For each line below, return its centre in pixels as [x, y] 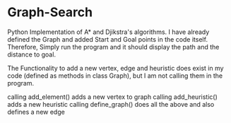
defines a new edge [36, 112]
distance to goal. [32, 54]
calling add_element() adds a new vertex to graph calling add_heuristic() [112, 97]
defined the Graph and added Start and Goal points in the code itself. [108, 39]
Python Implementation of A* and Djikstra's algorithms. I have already [108, 32]
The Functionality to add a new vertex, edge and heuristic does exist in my [115, 68]
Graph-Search [50, 12]
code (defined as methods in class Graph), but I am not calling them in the [115, 76]
